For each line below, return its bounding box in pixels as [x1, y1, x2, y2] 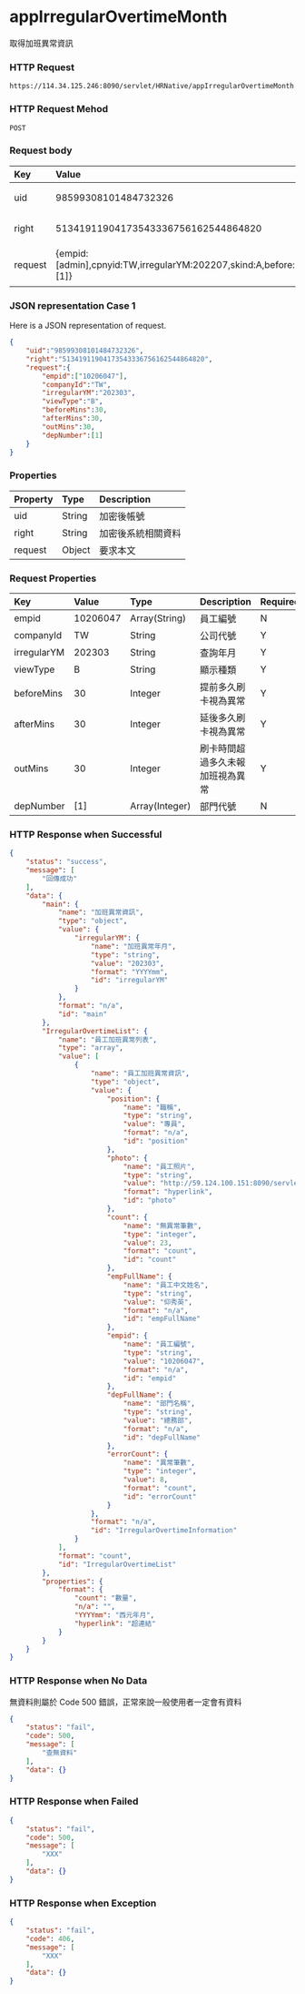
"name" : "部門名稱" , [123, 1399, 195, 1409]
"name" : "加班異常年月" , [90, 941, 177, 951]
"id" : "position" [123, 1136, 189, 1146]
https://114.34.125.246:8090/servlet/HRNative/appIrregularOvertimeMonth [9, 82, 295, 91]
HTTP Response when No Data [9, 1674, 148, 1687]
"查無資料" [42, 1748, 78, 1758]
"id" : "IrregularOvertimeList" [57, 1560, 177, 1569]
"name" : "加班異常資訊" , [57, 908, 144, 917]
